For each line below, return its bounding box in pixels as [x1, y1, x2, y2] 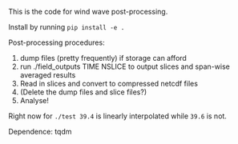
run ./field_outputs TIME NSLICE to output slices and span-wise [19, 62, 230, 71]
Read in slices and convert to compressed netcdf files [19, 79, 199, 88]
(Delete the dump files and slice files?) [19, 87, 147, 97]
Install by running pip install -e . [8, 22, 125, 31]
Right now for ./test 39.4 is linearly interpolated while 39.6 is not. [8, 111, 227, 121]
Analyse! [19, 96, 50, 105]
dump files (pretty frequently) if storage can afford [19, 54, 187, 62]
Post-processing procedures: [8, 38, 106, 47]
